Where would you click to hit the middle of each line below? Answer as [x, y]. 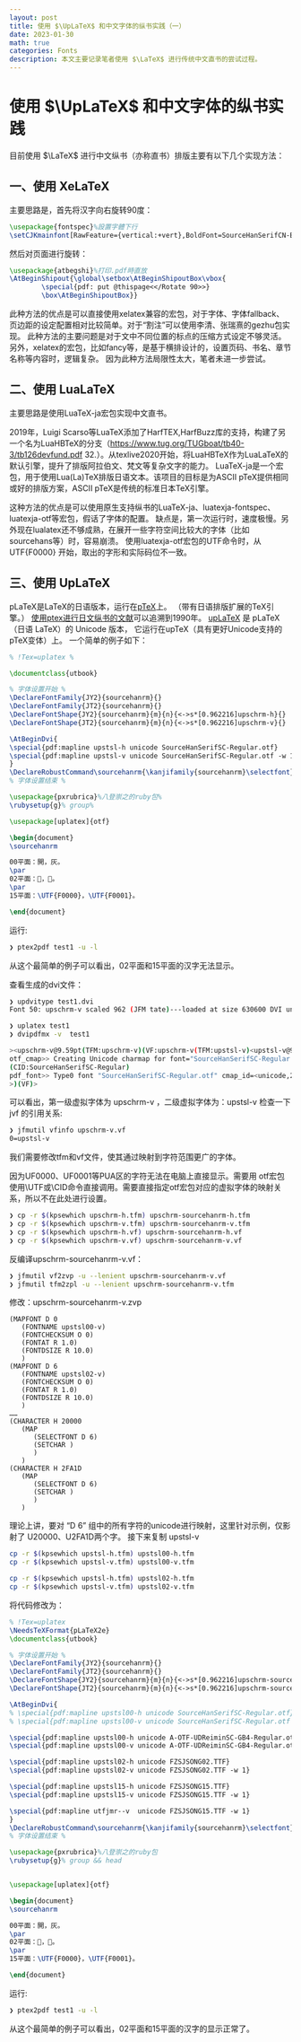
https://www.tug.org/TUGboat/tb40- [177, 443]
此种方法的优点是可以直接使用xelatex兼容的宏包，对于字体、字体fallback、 [147, 314]
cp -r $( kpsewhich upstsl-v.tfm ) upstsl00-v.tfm [102, 1563]
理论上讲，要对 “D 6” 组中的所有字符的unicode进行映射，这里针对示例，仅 [146, 1526]
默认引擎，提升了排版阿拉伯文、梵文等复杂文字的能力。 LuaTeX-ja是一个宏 [146, 465]
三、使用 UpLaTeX [60, 583]
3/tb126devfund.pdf [46, 454]
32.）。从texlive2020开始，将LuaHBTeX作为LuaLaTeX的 [187, 454]
